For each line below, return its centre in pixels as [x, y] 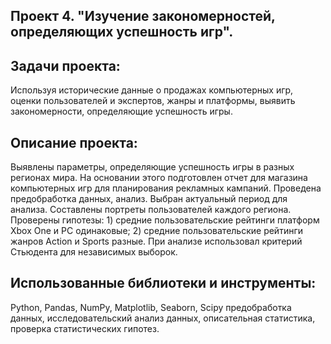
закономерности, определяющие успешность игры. [121, 111]
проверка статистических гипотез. [85, 328]
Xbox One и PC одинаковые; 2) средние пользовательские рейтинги [157, 231]
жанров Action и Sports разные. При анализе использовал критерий [156, 241]
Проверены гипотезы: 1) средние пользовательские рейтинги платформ [165, 220]
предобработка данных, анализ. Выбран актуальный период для [149, 199]
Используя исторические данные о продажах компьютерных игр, [152, 90]
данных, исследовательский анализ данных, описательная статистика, [163, 318]
